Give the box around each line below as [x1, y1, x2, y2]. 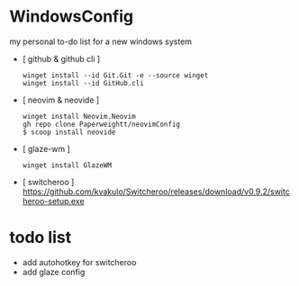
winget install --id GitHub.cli [22, 78, 144, 87]
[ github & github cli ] [22, 53, 101, 64]
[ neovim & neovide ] [22, 94, 100, 105]
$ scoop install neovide [22, 128, 116, 137]
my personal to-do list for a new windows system [9, 36, 192, 47]
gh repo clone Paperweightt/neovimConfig [22, 120, 180, 129]
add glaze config [22, 266, 86, 277]
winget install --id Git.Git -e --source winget [22, 70, 209, 80]
